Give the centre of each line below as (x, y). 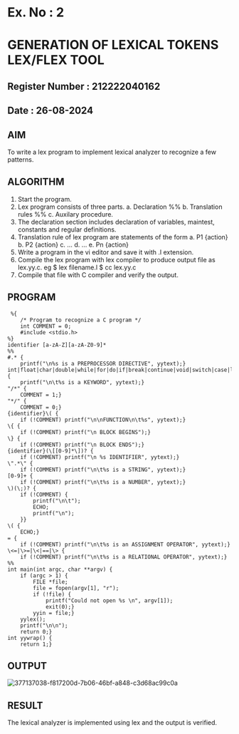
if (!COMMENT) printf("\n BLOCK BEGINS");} (86, 432)
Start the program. (45, 199)
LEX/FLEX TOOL (56, 60)
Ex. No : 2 (36, 12)
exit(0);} (60, 606)
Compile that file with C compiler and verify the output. (98, 274)
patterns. (21, 159)
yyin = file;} (54, 613)
